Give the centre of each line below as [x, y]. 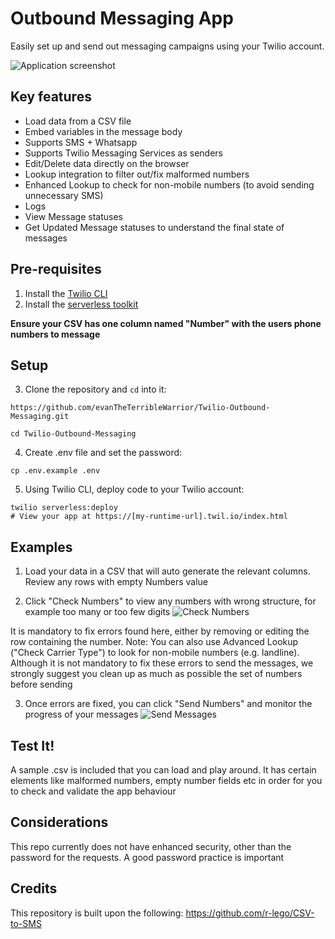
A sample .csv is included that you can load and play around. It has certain [163, 770]
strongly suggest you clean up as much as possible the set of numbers [156, 674]
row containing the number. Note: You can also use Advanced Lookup [154, 642]
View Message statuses [73, 216]
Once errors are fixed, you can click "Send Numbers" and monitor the [168, 704]
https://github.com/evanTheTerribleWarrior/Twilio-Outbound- [140, 408]
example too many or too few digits [97, 612]
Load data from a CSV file [78, 121]
